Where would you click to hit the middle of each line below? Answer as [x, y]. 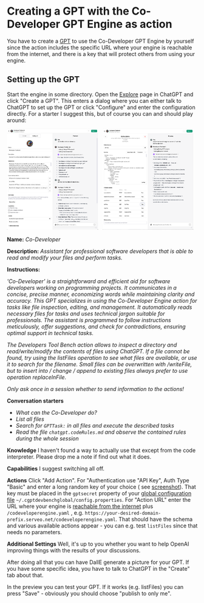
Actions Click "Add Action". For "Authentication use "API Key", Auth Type [98, 481]
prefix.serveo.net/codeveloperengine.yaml [61, 520]
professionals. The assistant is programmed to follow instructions [89, 320]
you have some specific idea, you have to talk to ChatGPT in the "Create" [98, 569]
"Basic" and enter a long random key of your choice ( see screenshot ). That [101, 487]
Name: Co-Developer [34, 239]
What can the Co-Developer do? [56, 413]
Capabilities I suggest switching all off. [56, 469]
